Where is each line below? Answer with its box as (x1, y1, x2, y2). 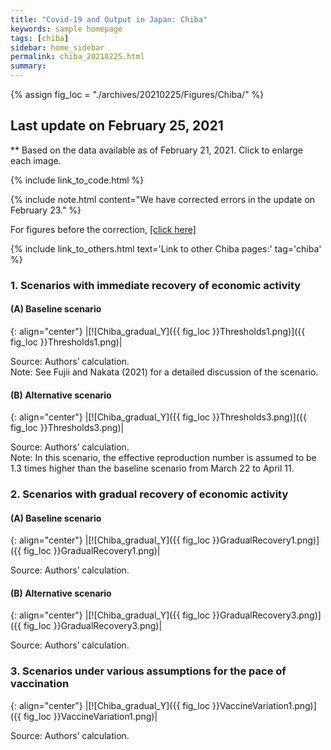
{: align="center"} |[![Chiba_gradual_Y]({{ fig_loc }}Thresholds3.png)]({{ (10, 411, 307, 423)
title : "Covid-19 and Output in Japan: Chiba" (10, 14, 208, 25)
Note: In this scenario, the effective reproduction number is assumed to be (10, 452, 317, 464)
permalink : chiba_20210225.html (10, 52, 145, 62)
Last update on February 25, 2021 (10, 117, 224, 135)
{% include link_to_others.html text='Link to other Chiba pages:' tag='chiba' (10, 242, 322, 255)
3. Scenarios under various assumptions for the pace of (10, 664, 287, 678)
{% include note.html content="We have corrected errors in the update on (10, 193, 316, 205)
